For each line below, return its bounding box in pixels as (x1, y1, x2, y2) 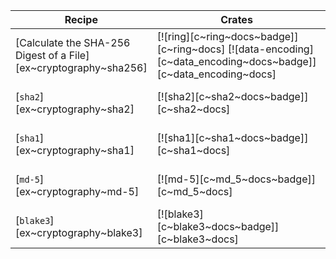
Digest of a (15, 49, 67, 62)
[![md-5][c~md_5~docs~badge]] (156, 172, 316, 186)
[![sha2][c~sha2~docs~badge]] (156, 90, 309, 103)
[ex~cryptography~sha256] (15, 61, 148, 74)
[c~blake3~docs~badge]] (156, 220, 280, 233)
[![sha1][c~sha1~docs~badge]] (156, 131, 309, 144)
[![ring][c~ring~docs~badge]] (156, 30, 299, 43)
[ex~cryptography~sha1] (15, 144, 135, 157)
